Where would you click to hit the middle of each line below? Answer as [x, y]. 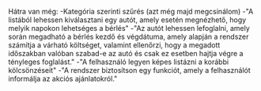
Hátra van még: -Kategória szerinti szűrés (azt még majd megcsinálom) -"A [131, 11]
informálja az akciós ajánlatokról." [63, 79]
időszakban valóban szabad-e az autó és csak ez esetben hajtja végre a [126, 53]
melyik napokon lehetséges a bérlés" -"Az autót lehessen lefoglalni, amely [129, 28]
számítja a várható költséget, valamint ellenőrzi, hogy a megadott [114, 45]
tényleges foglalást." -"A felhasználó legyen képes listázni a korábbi [119, 62]
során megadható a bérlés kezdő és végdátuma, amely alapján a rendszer [129, 36]
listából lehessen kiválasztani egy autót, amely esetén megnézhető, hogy [127, 20]
